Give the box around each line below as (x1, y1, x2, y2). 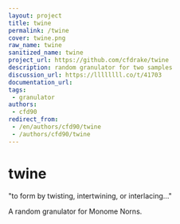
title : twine (8, 19, 52, 27)
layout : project (8, 11, 62, 20)
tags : (8, 85, 26, 94)
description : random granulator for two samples (8, 64, 173, 72)
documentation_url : (8, 78, 73, 86)
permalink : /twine (8, 26, 69, 34)
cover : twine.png (8, 33, 66, 42)
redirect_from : (8, 116, 59, 124)
